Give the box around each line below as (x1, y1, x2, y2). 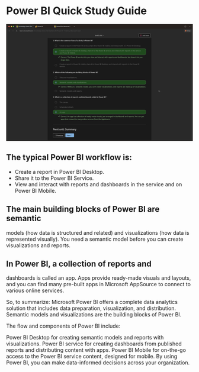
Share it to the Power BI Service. (14, 174, 94, 182)
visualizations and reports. (6, 241, 71, 249)
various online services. (6, 287, 65, 294)
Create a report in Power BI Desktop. (14, 168, 105, 175)
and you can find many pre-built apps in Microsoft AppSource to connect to (6, 281, 191, 288)
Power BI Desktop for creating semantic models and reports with (6, 334, 164, 341)
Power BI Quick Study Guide (6, 4, 147, 18)
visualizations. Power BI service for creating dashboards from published (6, 340, 182, 347)
